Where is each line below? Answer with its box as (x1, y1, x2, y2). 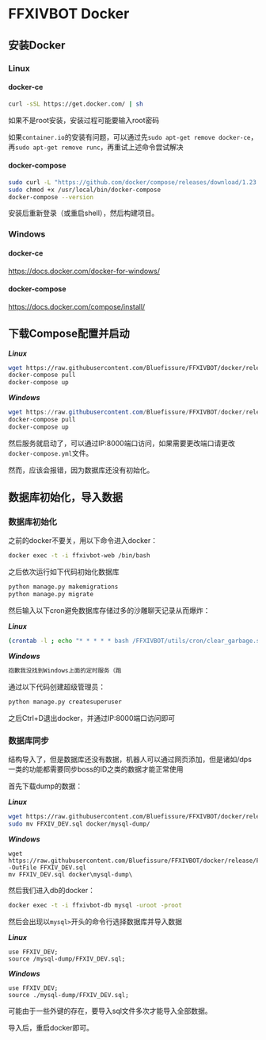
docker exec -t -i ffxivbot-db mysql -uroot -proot (8, 901, 182, 909)
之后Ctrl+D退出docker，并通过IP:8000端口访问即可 (8, 713, 176, 722)
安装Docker (8, 38, 66, 52)
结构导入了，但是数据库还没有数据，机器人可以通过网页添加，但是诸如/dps (8, 755, 252, 765)
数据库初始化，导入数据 (8, 491, 123, 504)
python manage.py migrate (8, 591, 93, 599)
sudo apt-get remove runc (15, 144, 101, 152)
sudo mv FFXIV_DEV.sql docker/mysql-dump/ (8, 819, 150, 828)
